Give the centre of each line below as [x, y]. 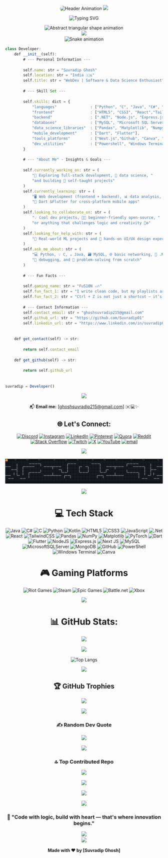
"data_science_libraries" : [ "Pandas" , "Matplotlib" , [90, 128]
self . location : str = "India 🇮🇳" [59, 75]
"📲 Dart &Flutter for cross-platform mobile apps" [86, 202]
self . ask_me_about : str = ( [52, 249]
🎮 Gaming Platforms [84, 573]
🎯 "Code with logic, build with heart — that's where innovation [84, 817]
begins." [84, 823]
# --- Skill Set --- [44, 91]
